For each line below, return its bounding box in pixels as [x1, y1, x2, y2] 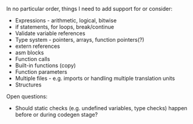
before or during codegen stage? [15, 111, 98, 118]
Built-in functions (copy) [15, 62, 76, 69]
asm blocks [15, 49, 44, 56]
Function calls [15, 56, 50, 62]
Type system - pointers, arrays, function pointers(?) [15, 36, 144, 43]
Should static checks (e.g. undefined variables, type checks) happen [15, 105, 188, 111]
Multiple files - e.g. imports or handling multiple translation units [15, 75, 175, 82]
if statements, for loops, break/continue [15, 24, 114, 30]
